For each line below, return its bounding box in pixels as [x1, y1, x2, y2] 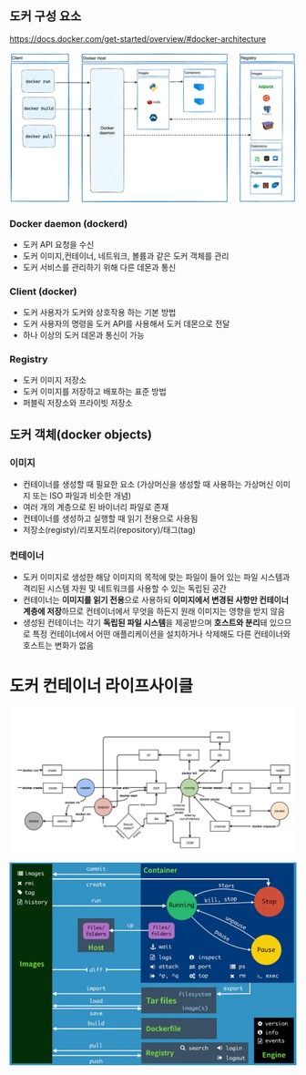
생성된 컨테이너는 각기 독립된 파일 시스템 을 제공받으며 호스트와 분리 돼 [22, 618, 268, 629]
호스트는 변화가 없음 [22, 640, 94, 651]
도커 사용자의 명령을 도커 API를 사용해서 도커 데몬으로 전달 [22, 318, 230, 330]
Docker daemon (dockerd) [9, 217, 128, 230]
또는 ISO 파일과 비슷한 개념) [32, 490, 132, 501]
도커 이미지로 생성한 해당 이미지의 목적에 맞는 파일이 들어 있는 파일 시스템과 [22, 572, 291, 583]
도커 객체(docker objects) [9, 426, 153, 442]
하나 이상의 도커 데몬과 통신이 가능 [22, 330, 145, 341]
